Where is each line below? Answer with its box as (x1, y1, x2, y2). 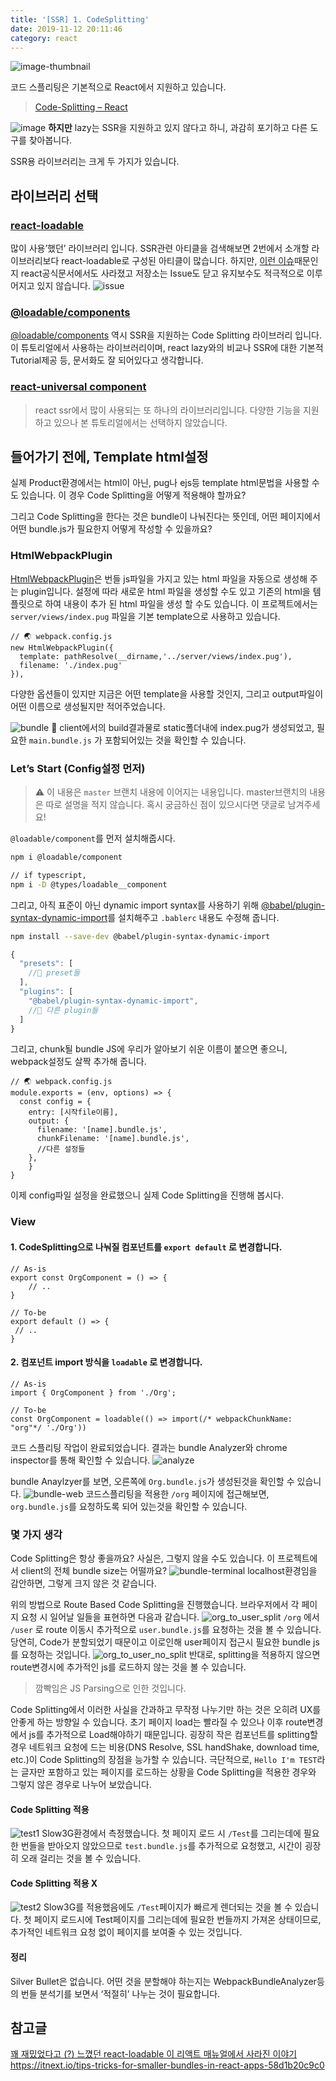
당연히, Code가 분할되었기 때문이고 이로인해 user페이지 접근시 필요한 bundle (10, 1636, 312, 1648)
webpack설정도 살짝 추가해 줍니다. (10, 1056, 147, 1068)
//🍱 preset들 (28, 968, 81, 978)
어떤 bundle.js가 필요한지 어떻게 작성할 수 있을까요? (10, 523, 213, 535)
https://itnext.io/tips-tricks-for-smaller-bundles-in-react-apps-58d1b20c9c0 (10, 2059, 325, 2071)
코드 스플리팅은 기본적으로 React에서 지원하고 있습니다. (10, 81, 227, 93)
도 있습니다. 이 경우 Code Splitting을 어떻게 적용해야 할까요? (10, 489, 247, 501)
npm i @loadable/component (10, 852, 123, 863)
